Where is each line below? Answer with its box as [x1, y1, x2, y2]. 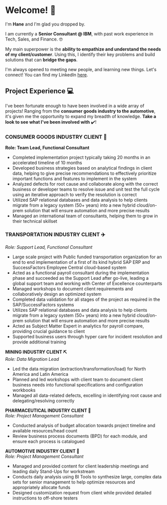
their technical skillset [12, 218, 57, 224]
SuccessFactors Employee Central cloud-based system [12, 265, 127, 271]
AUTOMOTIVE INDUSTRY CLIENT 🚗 [5, 448, 80, 454]
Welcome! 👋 [5, 5, 56, 16]
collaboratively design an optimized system [12, 291, 102, 297]
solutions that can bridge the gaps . [5, 57, 78, 63]
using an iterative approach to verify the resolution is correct [12, 192, 137, 198]
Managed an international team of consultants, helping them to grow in [12, 213, 158, 219]
